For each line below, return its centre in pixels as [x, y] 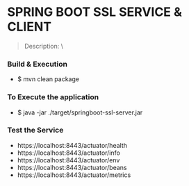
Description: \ [44, 46]
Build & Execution [38, 64]
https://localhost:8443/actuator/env [68, 160]
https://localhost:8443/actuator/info [68, 153]
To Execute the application [53, 97]
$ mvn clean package [48, 79]
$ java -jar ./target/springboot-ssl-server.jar [80, 112]
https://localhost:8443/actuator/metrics [74, 175]
